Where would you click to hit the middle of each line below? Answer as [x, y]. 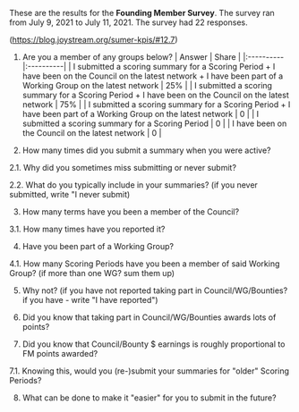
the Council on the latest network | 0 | [92, 133]
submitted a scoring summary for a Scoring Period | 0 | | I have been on [154, 123]
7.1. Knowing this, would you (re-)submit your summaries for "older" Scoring [149, 371]
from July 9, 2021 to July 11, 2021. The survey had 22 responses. [128, 22]
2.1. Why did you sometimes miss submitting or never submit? [123, 168]
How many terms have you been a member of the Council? [131, 212]
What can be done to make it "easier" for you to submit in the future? [149, 398]
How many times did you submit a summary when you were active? [146, 150]
